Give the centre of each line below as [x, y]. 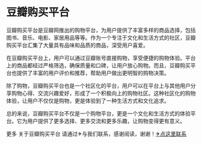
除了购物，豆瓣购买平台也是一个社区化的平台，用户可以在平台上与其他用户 [98, 85]
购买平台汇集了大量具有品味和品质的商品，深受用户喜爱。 [77, 45]
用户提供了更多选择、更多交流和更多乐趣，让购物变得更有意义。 [106, 121]
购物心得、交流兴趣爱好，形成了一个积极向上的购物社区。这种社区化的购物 [103, 93]
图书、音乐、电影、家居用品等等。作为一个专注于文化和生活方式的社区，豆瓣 [101, 37]
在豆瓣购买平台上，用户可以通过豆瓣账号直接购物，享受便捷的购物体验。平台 [101, 58]
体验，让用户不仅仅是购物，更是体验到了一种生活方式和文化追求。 [88, 100]
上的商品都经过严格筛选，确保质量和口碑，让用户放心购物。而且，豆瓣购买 [98, 65]
